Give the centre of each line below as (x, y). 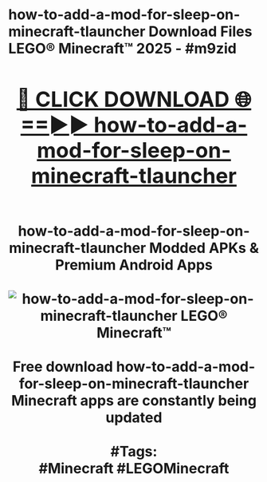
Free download (63, 367)
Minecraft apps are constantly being (134, 400)
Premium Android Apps (134, 265)
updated (134, 417)
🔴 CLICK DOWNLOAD (123, 99)
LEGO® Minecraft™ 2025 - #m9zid (122, 49)
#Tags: (134, 451)
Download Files (200, 32)
